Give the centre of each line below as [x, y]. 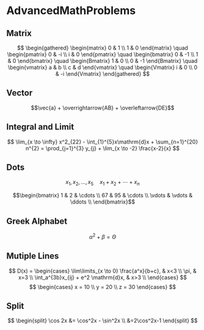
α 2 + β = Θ [103, 236]
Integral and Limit [40, 127]
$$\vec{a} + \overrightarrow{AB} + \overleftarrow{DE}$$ [103, 108]
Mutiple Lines [33, 256]
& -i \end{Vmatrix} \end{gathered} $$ [103, 74]
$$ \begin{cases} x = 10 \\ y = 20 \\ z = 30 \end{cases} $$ [103, 287]
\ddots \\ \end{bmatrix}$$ [103, 202]
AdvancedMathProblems [71, 11]
